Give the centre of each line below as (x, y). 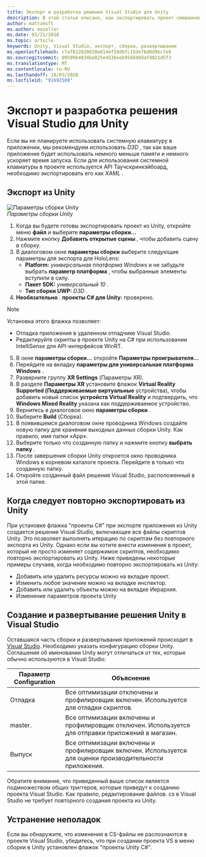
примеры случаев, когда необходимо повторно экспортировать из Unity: (103, 564)
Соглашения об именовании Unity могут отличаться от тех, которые (96, 652)
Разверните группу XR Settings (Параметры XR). (80, 377)
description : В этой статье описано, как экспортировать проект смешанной (104, 18)
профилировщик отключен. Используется (127, 725)
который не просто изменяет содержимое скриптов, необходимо (93, 551)
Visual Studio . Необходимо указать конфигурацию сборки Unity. (91, 646)
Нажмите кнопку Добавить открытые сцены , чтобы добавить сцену (107, 238)
